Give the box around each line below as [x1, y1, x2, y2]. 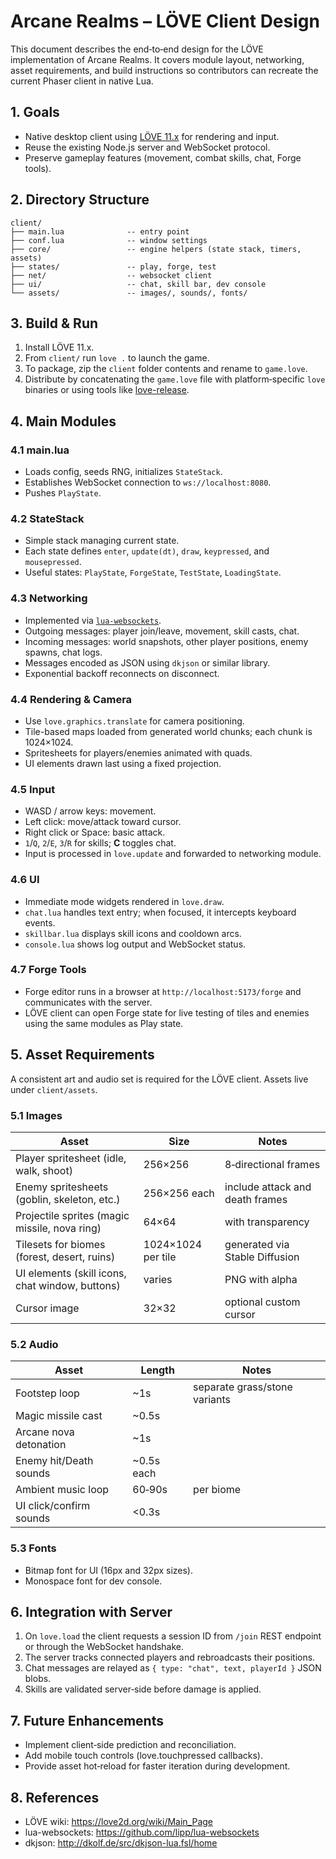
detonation [15, 1438, 67, 1452]
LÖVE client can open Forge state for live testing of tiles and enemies [24, 1006, 310, 1019]
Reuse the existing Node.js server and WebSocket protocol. [24, 141, 271, 153]
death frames [224, 1192, 288, 1206]
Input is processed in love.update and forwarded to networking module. [24, 848, 322, 860]
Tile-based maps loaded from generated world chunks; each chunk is [24, 725, 313, 737]
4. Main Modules [10, 413, 117, 430]
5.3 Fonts [10, 1541, 57, 1555]
